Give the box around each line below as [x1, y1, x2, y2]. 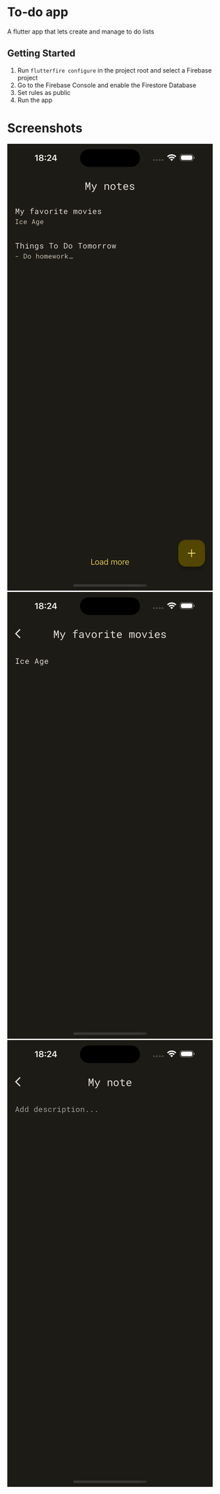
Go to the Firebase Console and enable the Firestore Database [17, 81, 197, 89]
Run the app [17, 96, 53, 104]
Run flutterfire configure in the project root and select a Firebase [17, 66, 212, 74]
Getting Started [7, 47, 76, 59]
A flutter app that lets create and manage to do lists [7, 27, 155, 36]
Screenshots [7, 120, 83, 136]
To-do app [7, 4, 68, 20]
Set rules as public [17, 88, 71, 96]
